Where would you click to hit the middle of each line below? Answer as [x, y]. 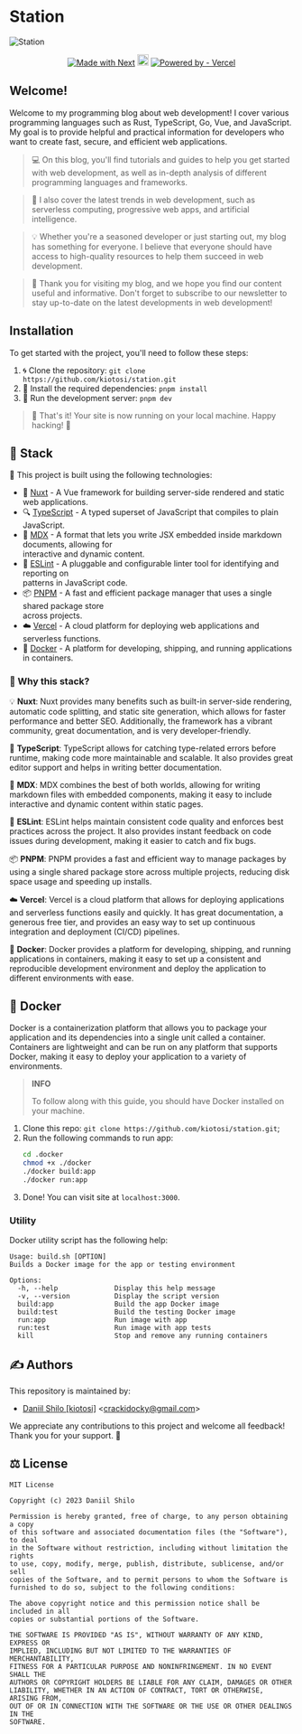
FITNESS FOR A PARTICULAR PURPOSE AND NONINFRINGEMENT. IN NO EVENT [141, 1666]
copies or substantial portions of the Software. [105, 1619]
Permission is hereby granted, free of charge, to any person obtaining [149, 1516]
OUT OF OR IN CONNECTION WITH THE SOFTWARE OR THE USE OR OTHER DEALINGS [151, 1706]
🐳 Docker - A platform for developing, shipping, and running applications [157, 649]
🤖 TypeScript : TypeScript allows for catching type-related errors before [143, 748]
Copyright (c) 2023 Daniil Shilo [72, 1500]
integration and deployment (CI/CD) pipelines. [95, 932]
